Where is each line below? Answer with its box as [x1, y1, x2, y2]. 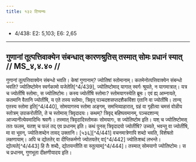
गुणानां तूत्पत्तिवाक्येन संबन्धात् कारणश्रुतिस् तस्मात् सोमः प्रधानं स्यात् [6, 52, 183, 62]
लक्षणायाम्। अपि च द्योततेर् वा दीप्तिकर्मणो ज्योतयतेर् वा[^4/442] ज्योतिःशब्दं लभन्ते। [6, 136, 162, 143]
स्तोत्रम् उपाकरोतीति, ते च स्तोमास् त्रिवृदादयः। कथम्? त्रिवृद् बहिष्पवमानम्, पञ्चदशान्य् [6, 109, 159, 117]
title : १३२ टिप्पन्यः [6, 8, 46, 15]
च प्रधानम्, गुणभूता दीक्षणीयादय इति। [6, 149, 72, 156]
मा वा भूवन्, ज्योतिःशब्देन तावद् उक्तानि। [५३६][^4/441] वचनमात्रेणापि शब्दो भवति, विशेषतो [6, 129, 174, 136]
